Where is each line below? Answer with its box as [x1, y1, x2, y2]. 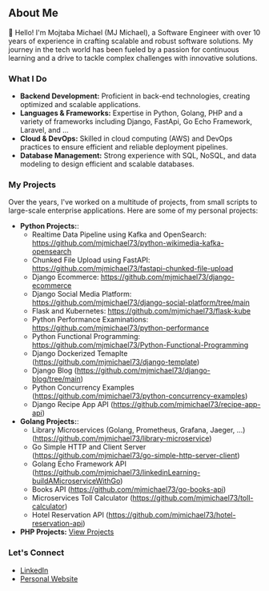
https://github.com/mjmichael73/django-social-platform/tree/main [31, 297, 251, 307]
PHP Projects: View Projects [19, 527, 114, 537]
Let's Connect [8, 547, 65, 558]
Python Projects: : [19, 222, 80, 231]
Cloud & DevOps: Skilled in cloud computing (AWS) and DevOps [19, 134, 233, 143]
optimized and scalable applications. [19, 100, 141, 110]
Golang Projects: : [19, 417, 79, 426]
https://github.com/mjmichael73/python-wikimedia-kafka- [31, 238, 224, 248]
